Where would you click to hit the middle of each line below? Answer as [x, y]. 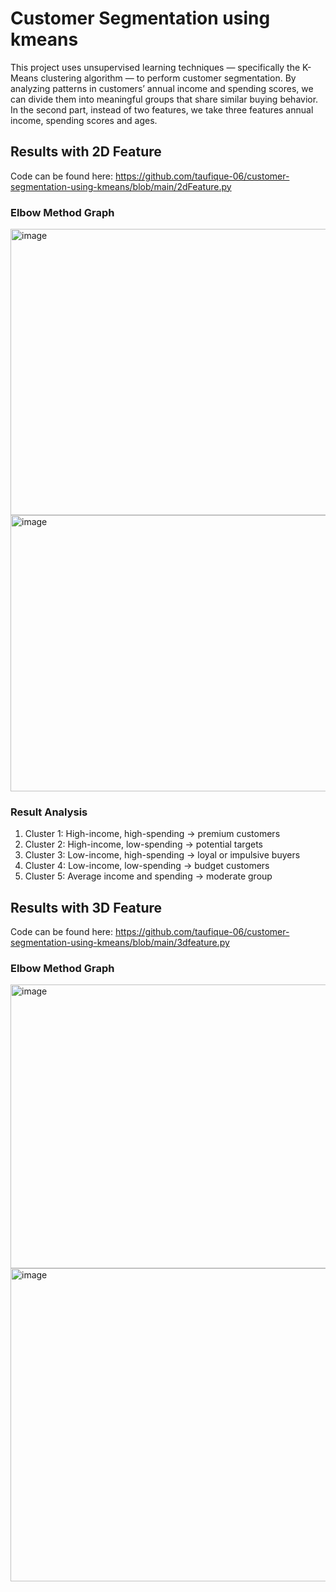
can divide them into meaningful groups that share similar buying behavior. [164, 99]
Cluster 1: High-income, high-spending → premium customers [152, 834]
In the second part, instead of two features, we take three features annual [162, 109]
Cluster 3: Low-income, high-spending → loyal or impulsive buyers [162, 855]
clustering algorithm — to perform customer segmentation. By [168, 78]
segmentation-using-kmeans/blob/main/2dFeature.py [121, 186]
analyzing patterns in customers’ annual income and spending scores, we [162, 88]
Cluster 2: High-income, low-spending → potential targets [143, 844]
